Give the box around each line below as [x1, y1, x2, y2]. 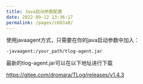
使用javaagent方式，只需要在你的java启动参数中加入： [6, 37, 139, 44]
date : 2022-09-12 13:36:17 [6, 14, 73, 20]
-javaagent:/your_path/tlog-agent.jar [6, 49, 102, 54]
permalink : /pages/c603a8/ [6, 20, 73, 25]
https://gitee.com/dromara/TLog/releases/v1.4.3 [6, 72, 125, 79]
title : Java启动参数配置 [6, 8, 63, 15]
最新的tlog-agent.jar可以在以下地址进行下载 [6, 60, 113, 67]
